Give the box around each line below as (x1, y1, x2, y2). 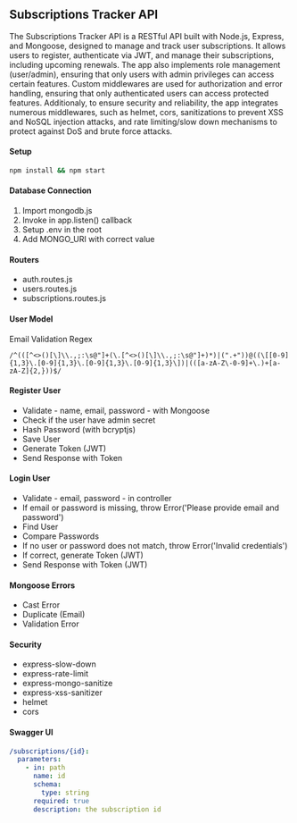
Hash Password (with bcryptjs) (21, 424, 136, 434)
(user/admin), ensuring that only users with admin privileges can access (9, 69, 275, 80)
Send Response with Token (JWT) (21, 558, 148, 570)
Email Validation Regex (9, 333, 93, 344)
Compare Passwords (21, 531, 100, 542)
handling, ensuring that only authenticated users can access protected (9, 88, 269, 98)
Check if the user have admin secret (21, 415, 156, 425)
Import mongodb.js (21, 206, 93, 216)
